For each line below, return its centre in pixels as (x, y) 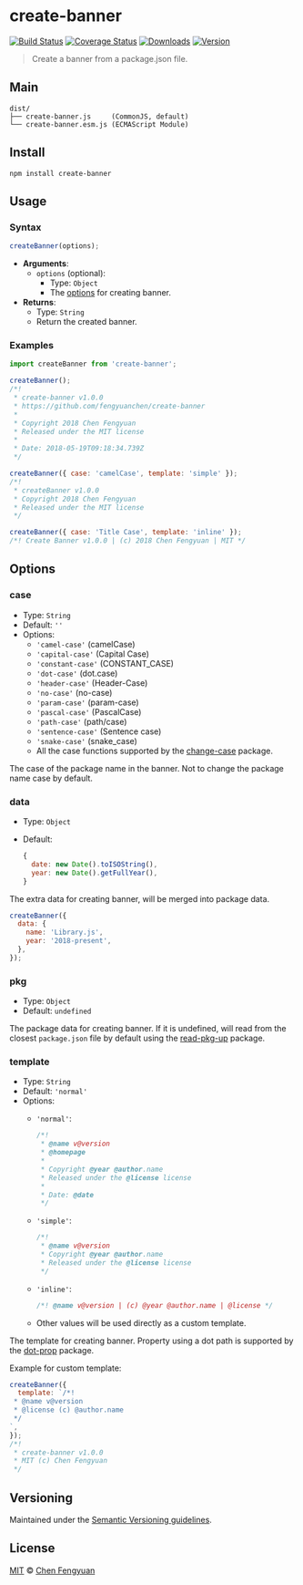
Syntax (25, 227)
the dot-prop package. (52, 1350)
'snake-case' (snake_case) (87, 741)
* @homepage (63, 1153)
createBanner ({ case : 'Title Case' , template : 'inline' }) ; (126, 533)
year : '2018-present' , (69, 941)
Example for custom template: (66, 1368)
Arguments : (45, 264)
